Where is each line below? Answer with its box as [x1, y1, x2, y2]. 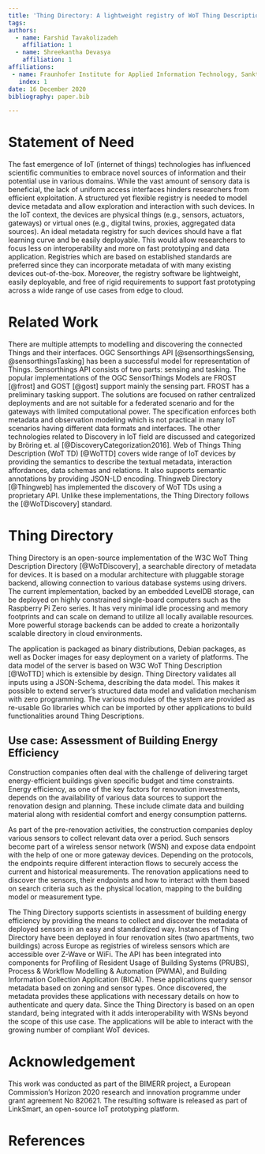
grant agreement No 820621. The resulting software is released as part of [8, 1095, 248, 1105]
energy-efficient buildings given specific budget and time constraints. [8, 776, 235, 785]
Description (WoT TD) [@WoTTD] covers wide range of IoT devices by [8, 448, 237, 459]
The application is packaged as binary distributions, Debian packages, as [8, 644, 246, 653]
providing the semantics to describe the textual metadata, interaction [8, 457, 233, 467]
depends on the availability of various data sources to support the [8, 793, 222, 802]
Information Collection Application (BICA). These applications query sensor [8, 974, 252, 984]
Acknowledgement [8, 1053, 136, 1071]
